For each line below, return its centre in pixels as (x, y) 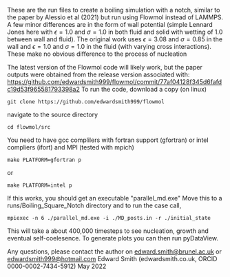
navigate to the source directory (53, 114)
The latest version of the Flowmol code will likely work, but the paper (105, 67)
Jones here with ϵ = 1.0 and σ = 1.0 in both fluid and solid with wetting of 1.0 (115, 32)
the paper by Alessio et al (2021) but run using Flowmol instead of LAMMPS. (115, 17)
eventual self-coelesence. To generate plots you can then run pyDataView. (113, 238)
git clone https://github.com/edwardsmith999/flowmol (86, 102)
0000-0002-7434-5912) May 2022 (57, 266)
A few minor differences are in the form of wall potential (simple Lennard (110, 24)
